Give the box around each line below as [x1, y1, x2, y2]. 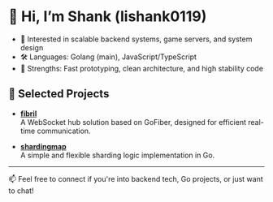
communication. [37, 126, 91, 135]
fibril [19, 109, 37, 118]
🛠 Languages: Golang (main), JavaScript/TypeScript [19, 52, 197, 62]
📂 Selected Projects [8, 87, 110, 101]
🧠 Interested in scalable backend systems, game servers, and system [19, 34, 253, 44]
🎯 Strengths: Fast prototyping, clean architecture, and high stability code [19, 63, 264, 73]
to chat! [8, 186, 34, 196]
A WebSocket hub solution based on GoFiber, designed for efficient [19, 117, 246, 127]
